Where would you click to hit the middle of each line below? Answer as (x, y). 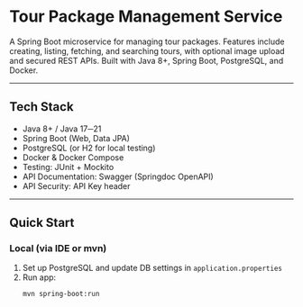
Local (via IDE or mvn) (58, 248)
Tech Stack (41, 107)
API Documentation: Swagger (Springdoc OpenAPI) (118, 176)
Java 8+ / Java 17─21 (62, 129)
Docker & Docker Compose (73, 157)
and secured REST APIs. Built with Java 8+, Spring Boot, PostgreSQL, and (147, 60)
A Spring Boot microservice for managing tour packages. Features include (147, 41)
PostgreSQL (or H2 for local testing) (89, 148)
